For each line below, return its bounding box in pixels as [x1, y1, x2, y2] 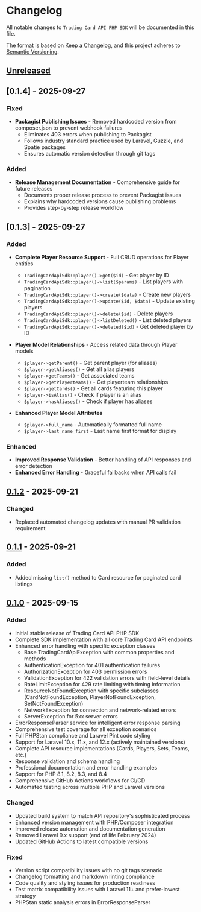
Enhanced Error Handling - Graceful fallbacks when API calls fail [14, 469, 176, 477]
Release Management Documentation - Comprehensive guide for [14, 179, 181, 186]
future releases [14, 185, 53, 192]
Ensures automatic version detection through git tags [23, 150, 156, 157]
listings [14, 580, 33, 587]
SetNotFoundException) [23, 700, 84, 708]
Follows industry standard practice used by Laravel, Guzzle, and [23, 137, 184, 145]
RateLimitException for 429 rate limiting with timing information [23, 681, 181, 688]
